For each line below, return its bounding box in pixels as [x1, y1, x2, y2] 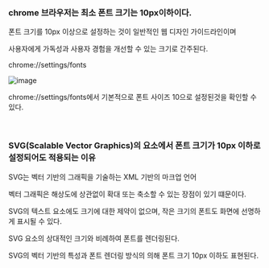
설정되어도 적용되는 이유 [8, 152, 97, 163]
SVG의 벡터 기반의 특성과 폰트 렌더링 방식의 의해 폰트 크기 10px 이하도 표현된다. [8, 250, 259, 260]
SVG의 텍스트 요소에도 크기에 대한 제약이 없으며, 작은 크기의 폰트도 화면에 [8, 206, 240, 216]
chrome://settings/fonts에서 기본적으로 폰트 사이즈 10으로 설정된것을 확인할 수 [8, 93, 258, 102]
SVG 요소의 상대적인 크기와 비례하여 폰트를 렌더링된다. [8, 233, 180, 243]
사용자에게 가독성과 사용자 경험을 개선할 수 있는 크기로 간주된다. [8, 44, 209, 54]
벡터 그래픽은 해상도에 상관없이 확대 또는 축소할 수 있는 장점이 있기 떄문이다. [8, 189, 247, 199]
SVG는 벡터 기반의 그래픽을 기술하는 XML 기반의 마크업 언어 [8, 171, 197, 182]
